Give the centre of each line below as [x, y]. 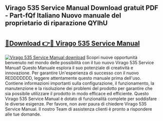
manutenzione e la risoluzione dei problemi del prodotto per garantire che [79, 88]
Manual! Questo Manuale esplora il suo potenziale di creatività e [69, 68]
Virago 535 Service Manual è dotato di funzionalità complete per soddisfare [81, 99]
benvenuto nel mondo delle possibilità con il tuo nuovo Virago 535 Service [80, 62]
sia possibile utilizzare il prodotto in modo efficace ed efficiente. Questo [77, 94]
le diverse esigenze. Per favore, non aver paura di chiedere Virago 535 [76, 104]
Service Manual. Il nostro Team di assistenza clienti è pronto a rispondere [79, 109]
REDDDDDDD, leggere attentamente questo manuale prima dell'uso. [73, 78]
